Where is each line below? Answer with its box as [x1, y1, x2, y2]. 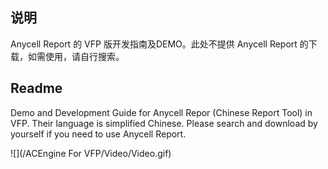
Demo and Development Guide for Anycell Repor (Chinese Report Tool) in [10, 106, 313, 118]
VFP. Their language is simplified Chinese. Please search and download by [10, 117, 318, 129]
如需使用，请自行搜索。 [27, 50, 125, 62]
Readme [10, 80, 63, 97]
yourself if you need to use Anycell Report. [10, 128, 187, 140]
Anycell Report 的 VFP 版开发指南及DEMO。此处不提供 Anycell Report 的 [10, 38, 309, 50]
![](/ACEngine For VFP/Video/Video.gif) [10, 147, 172, 159]
